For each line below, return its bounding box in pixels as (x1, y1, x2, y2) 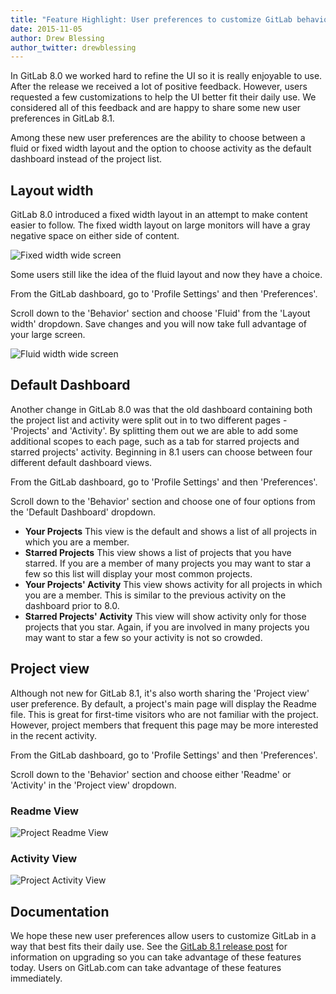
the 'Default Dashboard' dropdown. (10, 506, 157, 518)
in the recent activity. (10, 729, 97, 741)
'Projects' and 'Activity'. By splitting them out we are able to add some (10, 424, 299, 436)
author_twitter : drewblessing (10, 42, 137, 53)
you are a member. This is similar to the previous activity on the (24, 589, 287, 601)
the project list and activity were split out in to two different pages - (10, 414, 288, 426)
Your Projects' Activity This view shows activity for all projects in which (24, 578, 323, 590)
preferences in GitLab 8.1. (10, 112, 115, 125)
